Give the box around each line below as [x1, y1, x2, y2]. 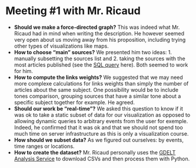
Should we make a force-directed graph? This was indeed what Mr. [14, 24, 180, 31]
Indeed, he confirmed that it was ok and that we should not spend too [14, 124, 183, 131]
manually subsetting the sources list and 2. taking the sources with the [14, 55, 186, 62]
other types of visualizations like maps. [14, 42, 109, 50]
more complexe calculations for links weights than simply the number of [14, 80, 189, 87]
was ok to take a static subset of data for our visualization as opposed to [14, 111, 191, 118]
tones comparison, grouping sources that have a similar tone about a [14, 93, 181, 100]
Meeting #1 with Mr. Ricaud [5, 4, 141, 18]
